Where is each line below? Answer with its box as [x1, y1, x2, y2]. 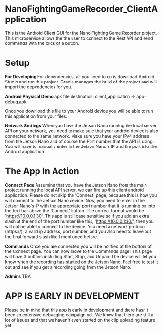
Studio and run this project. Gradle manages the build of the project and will [5, 79, 157, 84]
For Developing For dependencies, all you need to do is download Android [5, 73, 155, 79]
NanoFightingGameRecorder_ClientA [5, 3, 158, 15]
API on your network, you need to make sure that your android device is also [5, 128, 159, 134]
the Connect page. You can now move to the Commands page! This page [5, 248, 152, 254]
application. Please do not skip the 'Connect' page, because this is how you [5, 192, 157, 198]
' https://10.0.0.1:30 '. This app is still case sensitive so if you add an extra [5, 213, 149, 219]
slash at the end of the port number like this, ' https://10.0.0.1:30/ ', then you [5, 218, 154, 224]
